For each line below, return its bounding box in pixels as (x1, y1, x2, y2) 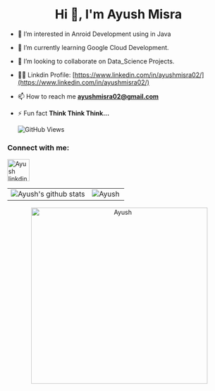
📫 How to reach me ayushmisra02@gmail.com (17, 92, 159, 101)
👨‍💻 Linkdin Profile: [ (17, 70, 75, 79)
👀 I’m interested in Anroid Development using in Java (17, 30, 171, 38)
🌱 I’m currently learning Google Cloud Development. (17, 43, 169, 51)
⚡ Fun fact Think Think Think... (17, 108, 110, 117)
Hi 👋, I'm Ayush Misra (55, 6, 182, 23)
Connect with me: (7, 142, 70, 152)
